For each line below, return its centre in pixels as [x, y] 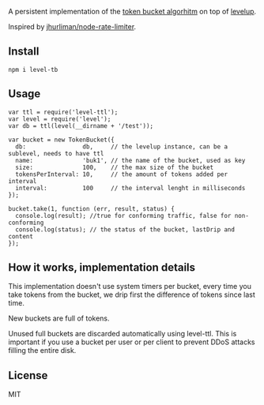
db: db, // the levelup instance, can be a [121, 146]
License [28, 375]
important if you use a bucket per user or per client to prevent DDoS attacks [132, 342]
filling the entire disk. [42, 351]
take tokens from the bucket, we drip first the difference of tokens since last [132, 294]
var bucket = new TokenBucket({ [61, 140]
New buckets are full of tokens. [59, 318]
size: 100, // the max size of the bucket [115, 167]
